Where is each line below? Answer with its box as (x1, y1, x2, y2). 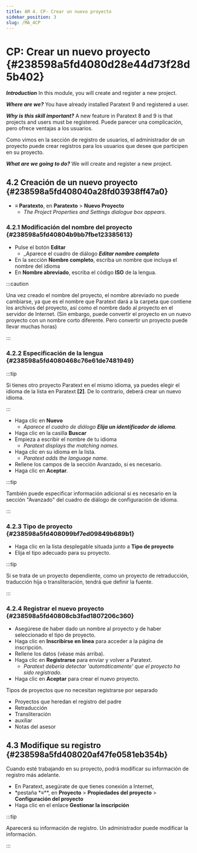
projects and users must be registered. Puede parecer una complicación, (6, 118, 183, 126)
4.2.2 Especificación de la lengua (6, 349, 103, 357)
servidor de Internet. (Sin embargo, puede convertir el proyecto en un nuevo (6, 311, 191, 318)
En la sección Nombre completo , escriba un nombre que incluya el (14, 256, 178, 264)
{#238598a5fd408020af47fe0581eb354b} (6, 749, 168, 759)
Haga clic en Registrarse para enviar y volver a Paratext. (14, 657, 152, 664)
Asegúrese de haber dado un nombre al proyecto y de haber (14, 625, 162, 633)
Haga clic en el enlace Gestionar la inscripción (14, 802, 129, 809)
